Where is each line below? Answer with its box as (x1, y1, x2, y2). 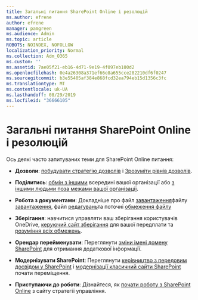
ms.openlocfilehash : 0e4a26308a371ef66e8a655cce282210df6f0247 (6, 70, 167, 76)
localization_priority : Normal (6, 48, 84, 54)
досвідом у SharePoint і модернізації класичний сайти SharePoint (14, 263, 181, 270)
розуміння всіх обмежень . (14, 227, 82, 234)
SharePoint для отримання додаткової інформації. (14, 245, 142, 252)
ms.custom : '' (6, 58, 42, 64)
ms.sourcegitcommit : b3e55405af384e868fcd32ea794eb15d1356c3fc (6, 75, 167, 81)
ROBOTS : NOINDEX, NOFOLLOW (6, 42, 73, 48)
